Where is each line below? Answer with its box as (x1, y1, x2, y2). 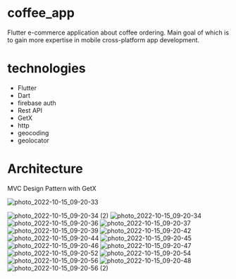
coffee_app (7, 5, 75, 21)
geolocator (17, 136, 49, 144)
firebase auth (17, 99, 56, 107)
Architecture (7, 161, 83, 177)
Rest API (17, 106, 43, 114)
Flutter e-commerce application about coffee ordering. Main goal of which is (7, 28, 230, 37)
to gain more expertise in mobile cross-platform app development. (7, 35, 199, 44)
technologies (7, 61, 86, 77)
